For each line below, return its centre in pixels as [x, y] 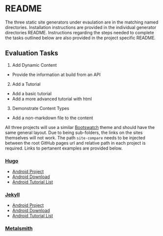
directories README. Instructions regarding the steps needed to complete [80, 32]
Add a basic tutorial [32, 93]
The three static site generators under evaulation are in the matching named [82, 22]
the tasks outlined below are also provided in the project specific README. [80, 38]
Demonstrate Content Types [41, 108]
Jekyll [12, 194]
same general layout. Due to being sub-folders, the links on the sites [74, 132]
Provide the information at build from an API [56, 75]
